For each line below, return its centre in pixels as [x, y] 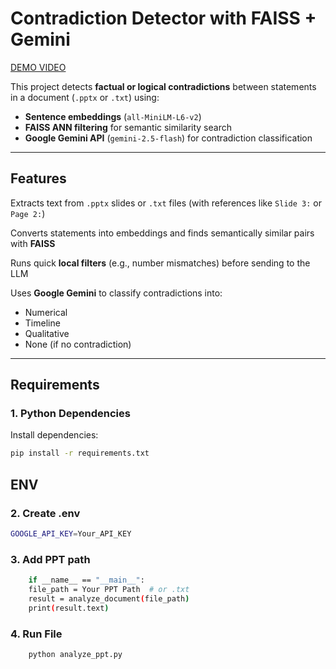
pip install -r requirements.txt [80, 453]
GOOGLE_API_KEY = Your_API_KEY [71, 534]
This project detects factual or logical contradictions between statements [163, 86]
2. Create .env [45, 513]
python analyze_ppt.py [75, 654]
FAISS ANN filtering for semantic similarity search [128, 127]
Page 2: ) [28, 213]
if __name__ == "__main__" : [86, 580]
